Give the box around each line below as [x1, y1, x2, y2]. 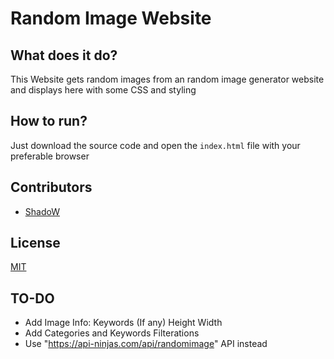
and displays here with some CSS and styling [10, 84, 197, 96]
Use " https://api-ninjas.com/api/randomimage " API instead [24, 338, 268, 350]
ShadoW [24, 205, 60, 217]
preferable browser [10, 150, 90, 162]
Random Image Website [10, 7, 212, 30]
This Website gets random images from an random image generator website [10, 73, 325, 85]
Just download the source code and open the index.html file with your [10, 139, 301, 151]
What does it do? [10, 47, 118, 64]
